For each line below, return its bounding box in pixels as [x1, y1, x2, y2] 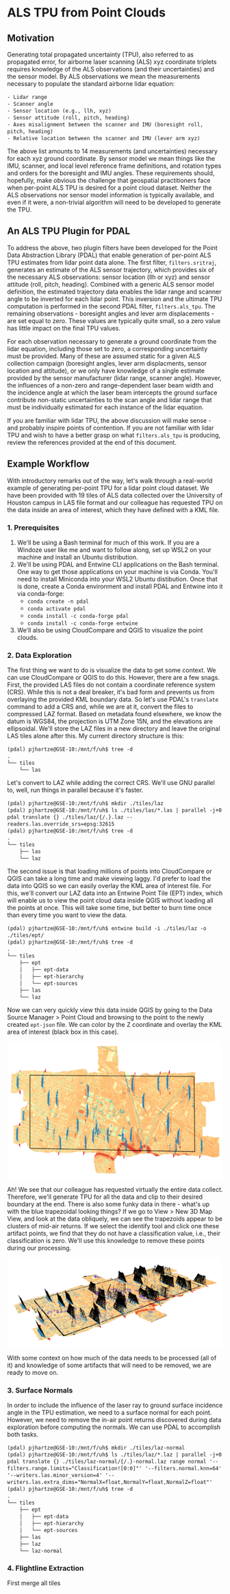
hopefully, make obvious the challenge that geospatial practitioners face [7, 177, 211, 184]
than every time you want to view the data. [7, 911, 127, 919]
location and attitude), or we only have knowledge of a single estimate [7, 366, 205, 375]
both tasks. [7, 1430, 39, 1439]
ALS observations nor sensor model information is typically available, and [7, 191, 214, 199]
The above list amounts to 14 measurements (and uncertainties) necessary [7, 147, 218, 155]
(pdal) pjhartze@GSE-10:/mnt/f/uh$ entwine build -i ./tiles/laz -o [7, 925, 207, 932]
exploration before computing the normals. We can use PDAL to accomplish [7, 1423, 221, 1431]
